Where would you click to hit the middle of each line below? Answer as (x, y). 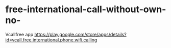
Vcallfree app (19, 34)
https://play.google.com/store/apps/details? (80, 34)
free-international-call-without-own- (86, 9)
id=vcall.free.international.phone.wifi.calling (51, 40)
